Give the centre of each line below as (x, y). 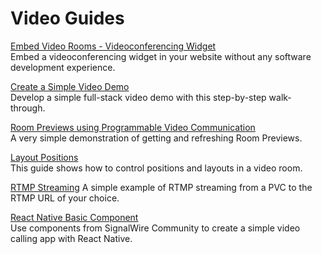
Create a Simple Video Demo (70, 86)
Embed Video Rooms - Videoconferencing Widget (113, 46)
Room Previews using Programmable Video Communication (133, 127)
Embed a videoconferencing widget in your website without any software (161, 56)
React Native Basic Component (74, 217)
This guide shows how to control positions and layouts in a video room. (156, 168)
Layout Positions (44, 157)
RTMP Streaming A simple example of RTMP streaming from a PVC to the (161, 187)
